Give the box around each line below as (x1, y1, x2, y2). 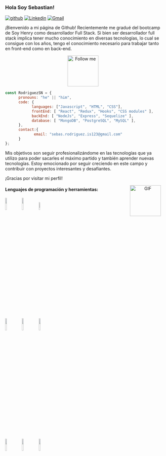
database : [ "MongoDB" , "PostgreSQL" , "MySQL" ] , (31, 118, 136, 123)
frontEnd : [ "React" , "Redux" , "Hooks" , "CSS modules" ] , (31, 109, 154, 114)
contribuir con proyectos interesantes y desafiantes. (5, 166, 112, 171)
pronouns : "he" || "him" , (18, 95, 72, 100)
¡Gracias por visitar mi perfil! (5, 175, 63, 181)
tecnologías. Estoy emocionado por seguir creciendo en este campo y (5, 160, 148, 166)
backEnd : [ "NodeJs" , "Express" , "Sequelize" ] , (31, 113, 134, 119)
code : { (18, 100, 35, 105)
